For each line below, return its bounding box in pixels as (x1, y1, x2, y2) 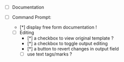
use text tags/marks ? (27, 51, 73, 57)
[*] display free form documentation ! (19, 24, 97, 30)
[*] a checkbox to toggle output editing (27, 40, 108, 46)
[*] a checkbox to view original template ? (27, 35, 114, 41)
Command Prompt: (12, 14, 51, 20)
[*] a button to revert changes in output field (27, 46, 119, 52)
